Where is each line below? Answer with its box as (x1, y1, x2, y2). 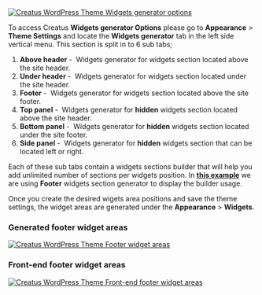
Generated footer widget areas (8, 222, 128, 233)
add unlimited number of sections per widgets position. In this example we (8, 171, 252, 179)
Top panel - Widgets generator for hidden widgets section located (19, 105, 238, 114)
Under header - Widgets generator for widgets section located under (19, 72, 246, 81)
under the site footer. (19, 130, 88, 139)
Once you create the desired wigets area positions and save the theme (8, 194, 238, 203)
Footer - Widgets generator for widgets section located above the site (19, 88, 249, 98)
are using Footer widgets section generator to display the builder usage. (8, 179, 242, 188)
